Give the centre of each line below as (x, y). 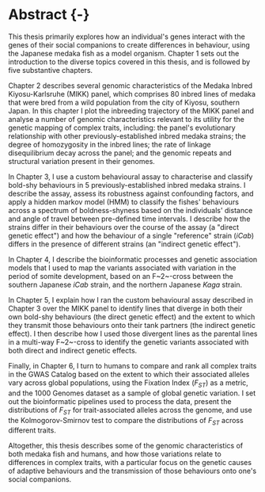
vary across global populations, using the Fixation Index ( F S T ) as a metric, (129, 383)
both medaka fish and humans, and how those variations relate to (115, 454)
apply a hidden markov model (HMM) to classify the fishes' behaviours (124, 202)
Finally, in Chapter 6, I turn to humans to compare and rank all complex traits (132, 365)
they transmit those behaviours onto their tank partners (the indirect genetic (132, 325)
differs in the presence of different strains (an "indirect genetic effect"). (125, 244)
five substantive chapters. (51, 70)
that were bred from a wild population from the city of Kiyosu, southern (124, 102)
